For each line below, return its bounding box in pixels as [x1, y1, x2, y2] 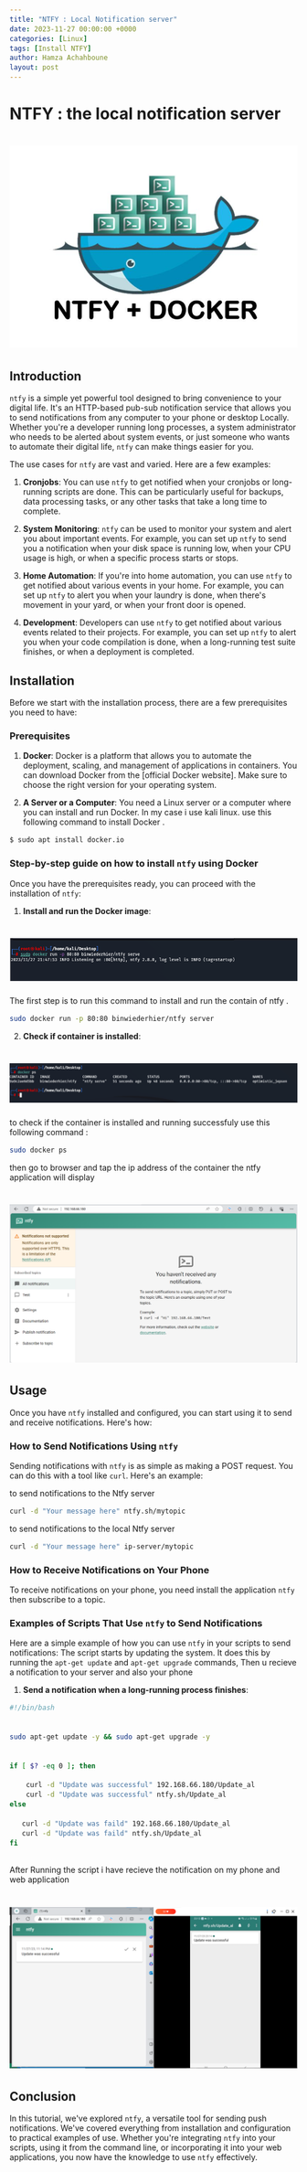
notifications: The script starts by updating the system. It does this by [9, 1647, 271, 1658]
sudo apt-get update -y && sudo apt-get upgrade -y [9, 1732, 210, 1741]
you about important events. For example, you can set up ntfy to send [22, 533, 287, 544]
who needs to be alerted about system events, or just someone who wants [9, 431, 291, 442]
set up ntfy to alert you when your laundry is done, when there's [22, 590, 267, 601]
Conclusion [9, 2089, 77, 2104]
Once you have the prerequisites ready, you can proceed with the [9, 878, 256, 889]
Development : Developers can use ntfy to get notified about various [22, 617, 282, 628]
